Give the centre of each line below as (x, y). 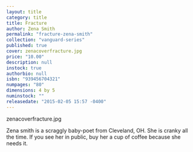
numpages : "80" (25, 85)
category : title (27, 17)
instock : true (24, 68)
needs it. (17, 143)
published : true (27, 46)
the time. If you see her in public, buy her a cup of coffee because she (93, 137)
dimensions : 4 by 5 (31, 90)
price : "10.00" (25, 57)
